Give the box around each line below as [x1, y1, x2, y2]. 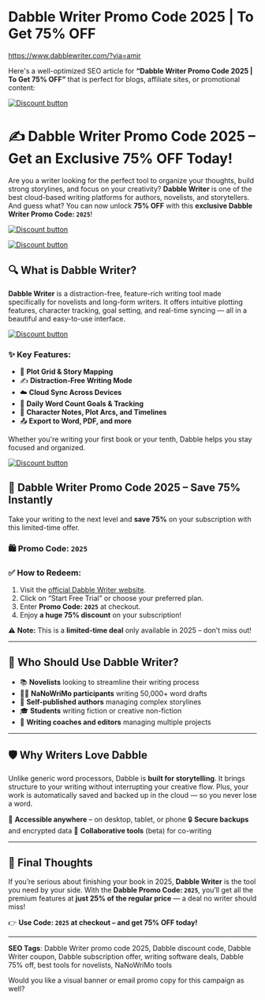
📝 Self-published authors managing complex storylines [19, 697, 202, 706]
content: [8, 83, 35, 92]
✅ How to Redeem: [8, 567, 81, 578]
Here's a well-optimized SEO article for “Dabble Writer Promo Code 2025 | [8, 66, 253, 75]
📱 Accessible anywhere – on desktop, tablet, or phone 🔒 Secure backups [8, 814, 249, 824]
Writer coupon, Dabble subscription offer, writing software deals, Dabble [8, 952, 244, 961]
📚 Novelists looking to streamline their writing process [19, 677, 200, 686]
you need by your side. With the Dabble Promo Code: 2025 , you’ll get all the [8, 885, 254, 895]
